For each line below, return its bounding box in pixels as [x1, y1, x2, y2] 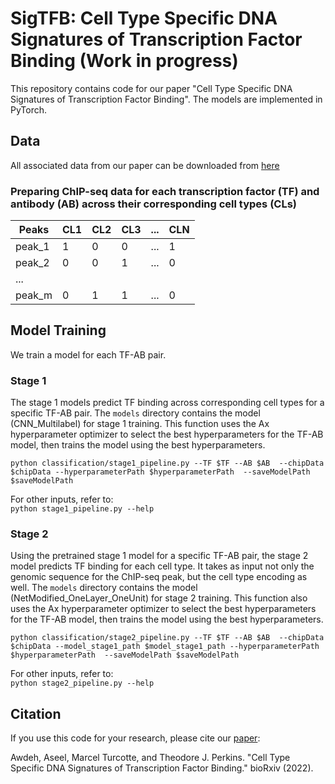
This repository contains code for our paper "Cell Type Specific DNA [10, 82, 293, 94]
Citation [10, 705, 62, 722]
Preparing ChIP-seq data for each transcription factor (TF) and [10, 184, 320, 198]
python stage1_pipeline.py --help [10, 504, 155, 514]
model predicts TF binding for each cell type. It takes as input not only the [10, 560, 315, 572]
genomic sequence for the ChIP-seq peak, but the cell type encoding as [10, 571, 308, 583]
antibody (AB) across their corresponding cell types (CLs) [10, 197, 297, 211]
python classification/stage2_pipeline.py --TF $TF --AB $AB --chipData [10, 633, 325, 643]
